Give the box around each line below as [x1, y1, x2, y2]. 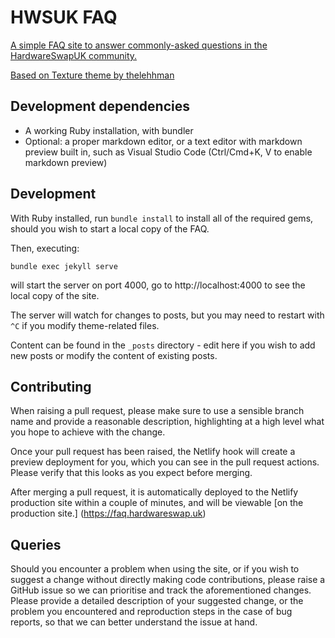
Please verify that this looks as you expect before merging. [10, 467, 253, 479]
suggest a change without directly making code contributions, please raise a [10, 574, 326, 586]
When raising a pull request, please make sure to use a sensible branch [10, 405, 305, 417]
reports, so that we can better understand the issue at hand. [10, 616, 258, 628]
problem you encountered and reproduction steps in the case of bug [10, 606, 293, 618]
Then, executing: [10, 242, 80, 254]
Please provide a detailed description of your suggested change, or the [10, 595, 304, 607]
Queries [10, 536, 62, 553]
